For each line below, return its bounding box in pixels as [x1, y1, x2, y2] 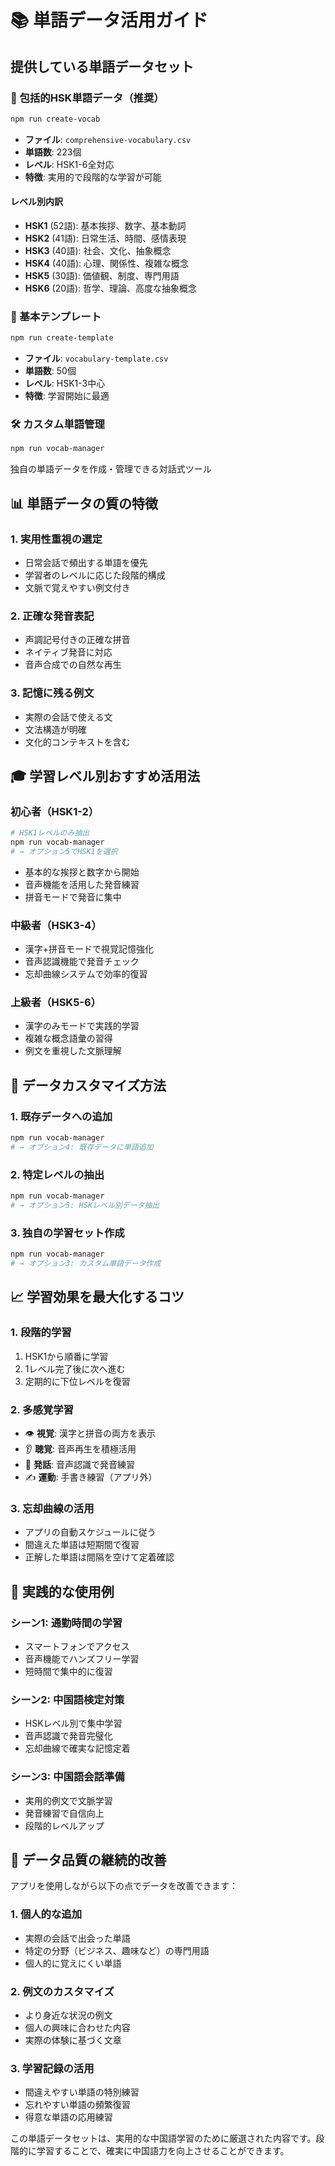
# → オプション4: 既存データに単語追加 [10, 1142, 154, 1153]
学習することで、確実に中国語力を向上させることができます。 [36, 2145, 290, 2157]
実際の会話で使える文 [24, 711, 113, 723]
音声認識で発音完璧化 [24, 1730, 113, 1742]
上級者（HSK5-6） [10, 996, 102, 1010]
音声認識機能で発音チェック [24, 956, 140, 968]
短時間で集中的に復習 [24, 1665, 113, 1677]
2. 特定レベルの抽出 [10, 1167, 105, 1181]
